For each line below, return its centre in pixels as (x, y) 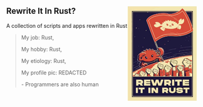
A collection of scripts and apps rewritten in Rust (67, 25)
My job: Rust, (37, 37)
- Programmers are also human (60, 84)
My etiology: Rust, (43, 60)
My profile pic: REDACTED (54, 73)
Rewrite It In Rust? (41, 11)
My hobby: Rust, (41, 49)
